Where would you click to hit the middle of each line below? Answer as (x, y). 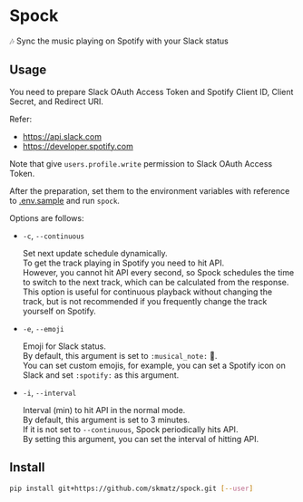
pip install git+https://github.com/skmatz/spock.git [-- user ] (132, 488)
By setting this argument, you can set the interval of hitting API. (141, 439)
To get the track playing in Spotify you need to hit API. (123, 263)
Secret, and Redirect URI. (57, 101)
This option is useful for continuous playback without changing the (147, 292)
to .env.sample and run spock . (65, 200)
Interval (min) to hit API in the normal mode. (104, 410)
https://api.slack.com (62, 136)
